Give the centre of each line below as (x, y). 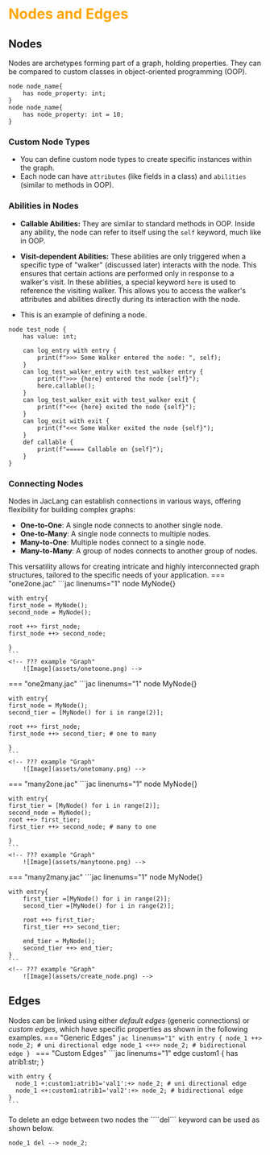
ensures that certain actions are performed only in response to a (127, 273)
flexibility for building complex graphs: (72, 509)
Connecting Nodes (46, 483)
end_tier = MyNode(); (59, 941)
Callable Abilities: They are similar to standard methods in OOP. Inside (137, 223)
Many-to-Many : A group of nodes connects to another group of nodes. (139, 551)
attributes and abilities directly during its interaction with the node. (130, 299)
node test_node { (37, 329)
